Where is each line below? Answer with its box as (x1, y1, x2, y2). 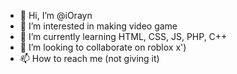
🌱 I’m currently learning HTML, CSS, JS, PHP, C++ (19, 31, 228, 42)
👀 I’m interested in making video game (19, 20, 178, 32)
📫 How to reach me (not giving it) (19, 53, 160, 64)
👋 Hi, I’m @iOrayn (19, 10, 93, 21)
